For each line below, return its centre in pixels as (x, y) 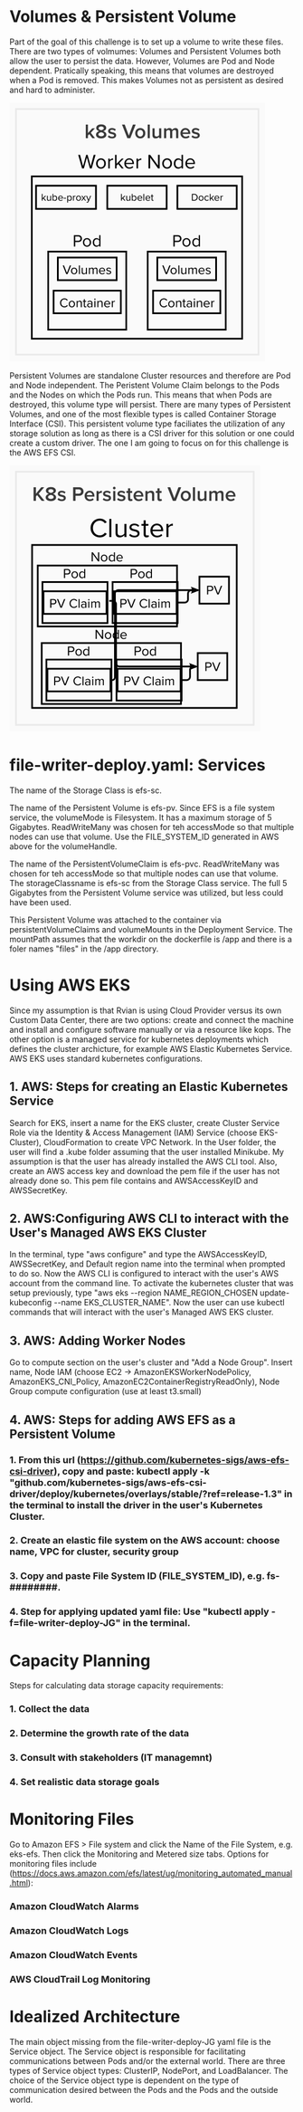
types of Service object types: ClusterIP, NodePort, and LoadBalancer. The (149, 2070)
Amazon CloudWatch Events (74, 1954)
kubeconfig (31, 1303)
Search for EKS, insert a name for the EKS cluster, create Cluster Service (145, 1123)
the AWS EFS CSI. (43, 452)
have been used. (41, 902)
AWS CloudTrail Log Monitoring (80, 1979)
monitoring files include (53, 1863)
